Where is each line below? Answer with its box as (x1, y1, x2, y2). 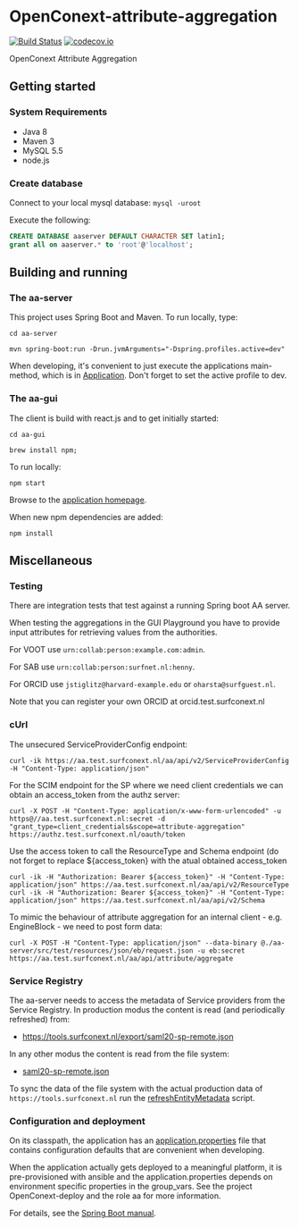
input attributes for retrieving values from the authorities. (9, 627, 218, 638)
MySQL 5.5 (21, 145, 63, 155)
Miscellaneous (9, 553, 93, 568)
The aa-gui (9, 392, 58, 405)
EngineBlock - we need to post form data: (9, 920, 162, 931)
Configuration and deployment (9, 1114, 145, 1127)
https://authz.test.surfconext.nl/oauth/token (9, 829, 186, 839)
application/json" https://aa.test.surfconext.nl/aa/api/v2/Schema (9, 895, 266, 904)
